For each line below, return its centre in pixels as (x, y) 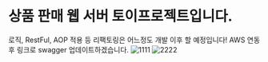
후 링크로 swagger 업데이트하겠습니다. (69, 49)
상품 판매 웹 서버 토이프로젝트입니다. (121, 16)
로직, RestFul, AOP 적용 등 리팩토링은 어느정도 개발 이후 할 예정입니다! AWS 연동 (134, 40)
